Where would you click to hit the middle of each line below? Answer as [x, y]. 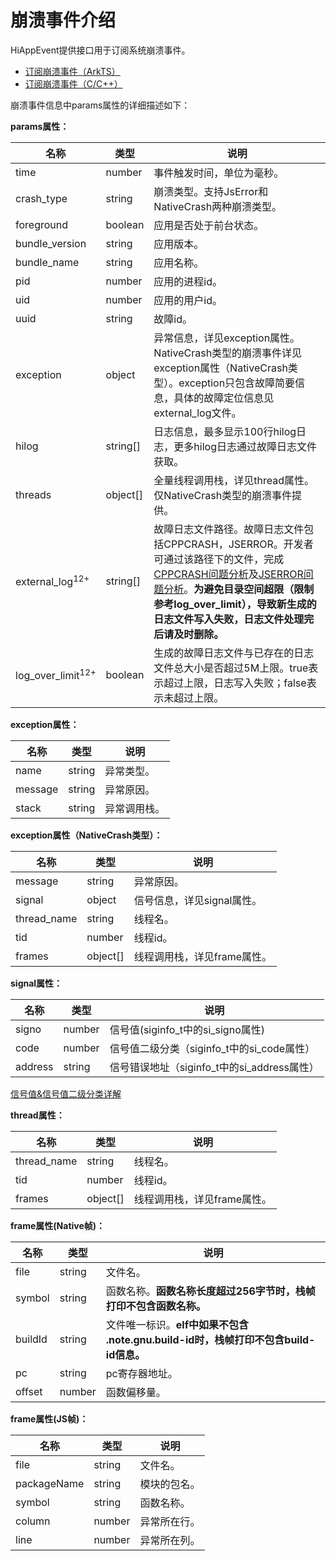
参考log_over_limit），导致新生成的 [235, 604]
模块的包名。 [170, 1484]
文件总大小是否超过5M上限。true [231, 668]
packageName [50, 1483]
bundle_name [47, 262]
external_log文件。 [197, 413]
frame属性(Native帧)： [58, 1225]
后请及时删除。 [189, 634]
